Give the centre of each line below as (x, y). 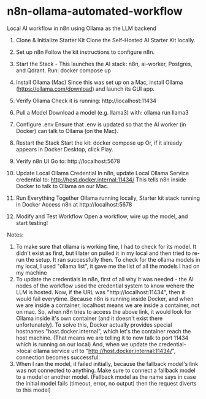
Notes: (15, 235)
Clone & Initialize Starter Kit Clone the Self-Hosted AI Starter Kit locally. (105, 40)
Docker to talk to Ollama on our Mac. (62, 186)
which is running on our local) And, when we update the (86, 344)
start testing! (32, 222)
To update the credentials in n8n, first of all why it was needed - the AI (105, 279)
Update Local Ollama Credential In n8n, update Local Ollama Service (102, 173)
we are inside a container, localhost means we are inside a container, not (108, 305)
